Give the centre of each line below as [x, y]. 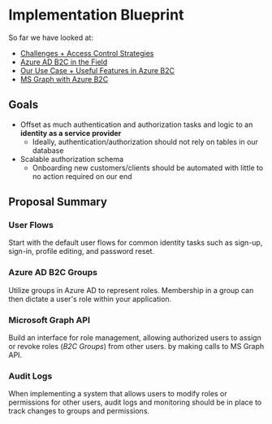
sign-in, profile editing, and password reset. [82, 251]
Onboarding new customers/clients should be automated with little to [148, 168]
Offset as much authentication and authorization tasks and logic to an [136, 125]
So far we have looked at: [51, 37]
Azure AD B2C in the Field [64, 62]
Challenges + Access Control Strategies [87, 53]
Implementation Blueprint [96, 15]
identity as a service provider [71, 133]
